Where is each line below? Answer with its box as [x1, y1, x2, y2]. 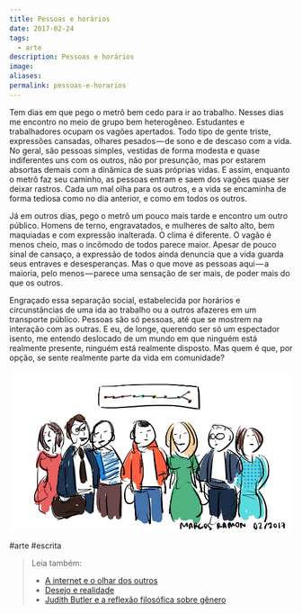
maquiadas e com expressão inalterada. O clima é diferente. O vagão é [9, 230, 271, 240]
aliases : [9, 72, 42, 81]
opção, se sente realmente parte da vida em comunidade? [9, 352, 225, 363]
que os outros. [9, 277, 63, 288]
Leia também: [31, 557, 83, 568]
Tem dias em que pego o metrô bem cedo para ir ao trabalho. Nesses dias [9, 106, 285, 117]
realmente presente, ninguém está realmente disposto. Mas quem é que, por [9, 342, 293, 353]
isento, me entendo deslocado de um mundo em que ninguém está [9, 333, 258, 344]
